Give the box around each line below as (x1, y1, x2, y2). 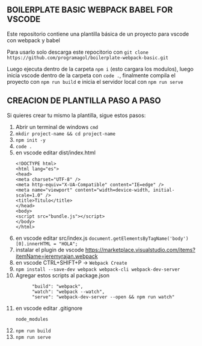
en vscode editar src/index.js (15, 234, 88, 242)
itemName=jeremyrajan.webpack (15, 253, 98, 260)
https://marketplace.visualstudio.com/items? (85, 246, 196, 253)
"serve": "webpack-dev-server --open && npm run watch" (31, 294, 175, 300)
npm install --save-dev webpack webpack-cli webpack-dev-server (15, 266, 180, 272)
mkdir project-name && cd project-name (15, 131, 116, 137)
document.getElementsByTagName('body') (88, 235, 189, 242)
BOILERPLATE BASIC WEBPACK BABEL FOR (7, 5, 173, 15)
